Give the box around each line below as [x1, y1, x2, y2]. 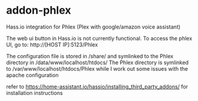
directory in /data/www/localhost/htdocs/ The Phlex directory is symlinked [6, 59, 189, 66]
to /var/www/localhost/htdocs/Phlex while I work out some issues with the [6, 65, 188, 72]
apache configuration [6, 71, 59, 78]
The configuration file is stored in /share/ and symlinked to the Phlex [6, 52, 174, 59]
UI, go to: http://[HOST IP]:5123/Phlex [6, 41, 98, 48]
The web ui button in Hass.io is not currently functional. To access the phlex [6, 34, 193, 42]
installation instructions [6, 89, 63, 96]
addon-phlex [6, 4, 71, 17]
